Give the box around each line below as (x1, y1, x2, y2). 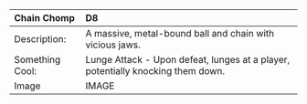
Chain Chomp (14, 12, 75, 24)
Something (14, 54, 61, 66)
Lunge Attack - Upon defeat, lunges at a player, (85, 54, 291, 66)
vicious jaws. (85, 38, 142, 51)
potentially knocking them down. (85, 65, 226, 77)
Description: (14, 33, 67, 45)
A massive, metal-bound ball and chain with (85, 27, 275, 39)
